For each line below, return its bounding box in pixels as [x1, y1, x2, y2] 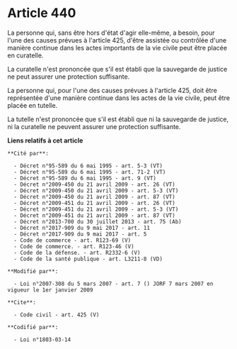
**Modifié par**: [7, 267, 59, 275]
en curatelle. [7, 51, 44, 60]
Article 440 [7, 5, 76, 21]
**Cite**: [7, 299, 37, 306]
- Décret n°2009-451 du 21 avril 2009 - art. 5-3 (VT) [13, 206, 179, 213]
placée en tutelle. [7, 101, 58, 109]
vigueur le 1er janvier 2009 [7, 286, 93, 294]
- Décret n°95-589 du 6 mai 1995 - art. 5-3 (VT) [13, 162, 163, 170]
